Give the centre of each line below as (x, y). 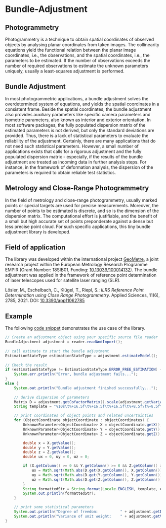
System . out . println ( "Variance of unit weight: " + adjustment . (84, 516)
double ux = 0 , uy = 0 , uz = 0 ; (56, 457)
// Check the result (26, 365)
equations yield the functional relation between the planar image (71, 50)
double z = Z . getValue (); (50, 452)
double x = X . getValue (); (50, 443)
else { (12, 383)
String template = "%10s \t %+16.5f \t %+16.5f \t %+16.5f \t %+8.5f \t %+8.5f (87, 407)
